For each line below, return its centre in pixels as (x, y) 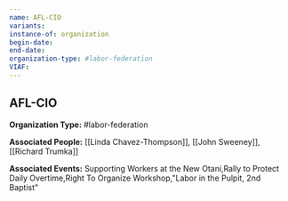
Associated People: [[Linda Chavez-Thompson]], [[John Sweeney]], (135, 141)
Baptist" (24, 187)
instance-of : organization (59, 34)
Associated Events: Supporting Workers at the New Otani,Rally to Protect (144, 168)
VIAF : (19, 68)
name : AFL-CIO (36, 17)
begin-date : (31, 42)
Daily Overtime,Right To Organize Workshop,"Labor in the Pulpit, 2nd (135, 178)
